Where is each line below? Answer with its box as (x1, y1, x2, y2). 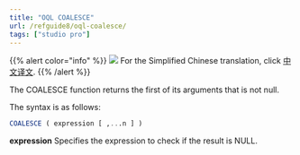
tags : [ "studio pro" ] (9, 30, 91, 39)
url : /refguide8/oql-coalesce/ (9, 22, 127, 30)
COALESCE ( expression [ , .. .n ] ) (9, 119, 143, 128)
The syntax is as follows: (9, 102, 101, 113)
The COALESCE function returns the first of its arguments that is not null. (9, 84, 279, 95)
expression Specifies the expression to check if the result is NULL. (9, 135, 259, 146)
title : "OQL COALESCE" (9, 13, 95, 22)
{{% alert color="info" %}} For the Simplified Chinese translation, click (9, 56, 281, 66)
